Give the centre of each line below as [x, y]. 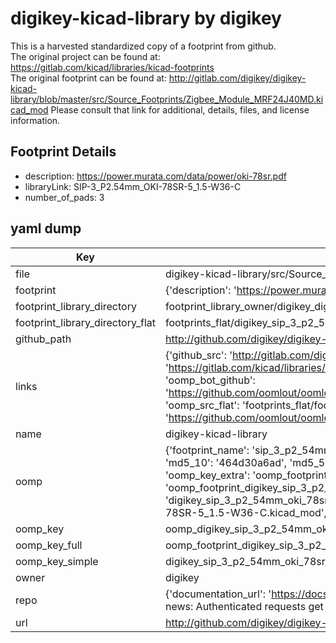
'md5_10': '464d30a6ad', [226, 462]
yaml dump [46, 228]
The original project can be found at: [85, 56]
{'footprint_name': [207, 450]
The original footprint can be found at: [88, 78]
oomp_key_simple [57, 561]
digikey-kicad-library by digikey [146, 18]
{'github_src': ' [198, 355]
